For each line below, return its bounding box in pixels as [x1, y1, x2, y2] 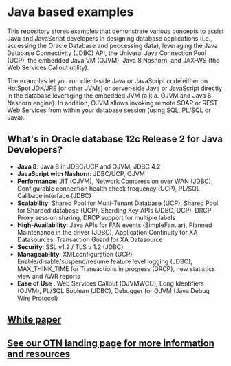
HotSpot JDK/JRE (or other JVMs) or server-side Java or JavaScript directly [7, 84, 222, 92]
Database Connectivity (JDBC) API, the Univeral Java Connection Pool [7, 49, 207, 57]
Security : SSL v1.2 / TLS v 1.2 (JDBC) [16, 242, 124, 251]
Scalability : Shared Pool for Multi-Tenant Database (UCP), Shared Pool [16, 199, 219, 207]
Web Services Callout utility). [7, 63, 89, 72]
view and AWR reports [16, 272, 81, 280]
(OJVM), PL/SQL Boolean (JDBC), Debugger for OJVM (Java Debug [16, 286, 210, 294]
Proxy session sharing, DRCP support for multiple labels [16, 213, 176, 222]
